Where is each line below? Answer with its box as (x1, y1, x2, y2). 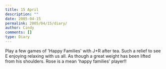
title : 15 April (5, 7, 39, 12)
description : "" (5, 12, 39, 17)
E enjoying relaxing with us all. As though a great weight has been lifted (5, 53, 151, 59)
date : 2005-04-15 (5, 16, 41, 21)
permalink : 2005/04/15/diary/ (5, 21, 68, 26)
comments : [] (5, 30, 32, 35)
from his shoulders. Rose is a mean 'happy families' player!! (5, 58, 127, 64)
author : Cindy (5, 25, 35, 30)
